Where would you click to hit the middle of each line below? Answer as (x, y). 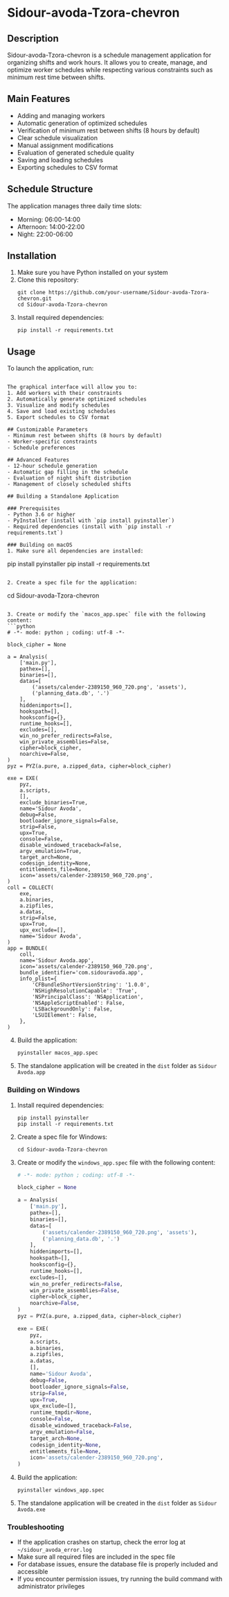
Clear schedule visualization (57, 137)
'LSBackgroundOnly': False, (72, 1009)
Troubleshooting (36, 1527)
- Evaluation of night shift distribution (69, 478)
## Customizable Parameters (48, 430)
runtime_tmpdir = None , (61, 1413)
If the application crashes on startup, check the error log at (101, 1542)
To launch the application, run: (51, 369)
